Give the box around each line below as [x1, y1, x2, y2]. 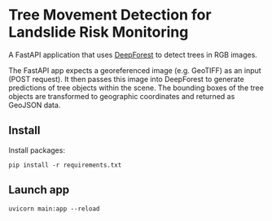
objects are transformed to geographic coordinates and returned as [8, 91, 235, 101]
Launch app [8, 183, 70, 197]
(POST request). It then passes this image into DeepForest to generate [8, 74, 244, 84]
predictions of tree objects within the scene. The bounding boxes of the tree [8, 83, 265, 93]
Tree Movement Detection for [8, 6, 212, 24]
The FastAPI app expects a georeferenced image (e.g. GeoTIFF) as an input [8, 65, 262, 75]
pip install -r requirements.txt [8, 161, 122, 169]
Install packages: [8, 145, 65, 155]
